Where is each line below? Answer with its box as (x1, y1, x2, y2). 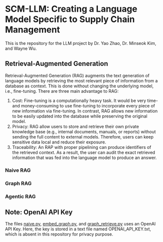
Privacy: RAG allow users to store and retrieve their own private (12, 123, 139, 129)
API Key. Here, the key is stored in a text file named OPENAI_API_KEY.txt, (5, 226, 151, 232)
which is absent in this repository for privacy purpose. (5, 231, 113, 237)
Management (5, 24, 60, 35)
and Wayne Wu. (5, 45, 37, 51)
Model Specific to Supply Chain (5, 14, 135, 25)
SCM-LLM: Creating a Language (5, 3, 138, 15)
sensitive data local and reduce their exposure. (12, 139, 106, 145)
